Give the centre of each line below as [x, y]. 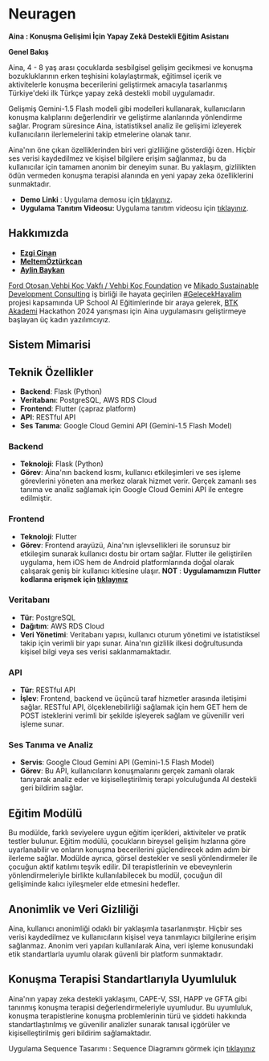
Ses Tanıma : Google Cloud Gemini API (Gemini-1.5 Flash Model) [126, 425]
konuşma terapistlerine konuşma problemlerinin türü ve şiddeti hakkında [128, 1016]
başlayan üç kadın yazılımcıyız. [59, 319]
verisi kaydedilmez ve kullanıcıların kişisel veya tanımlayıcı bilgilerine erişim [132, 937]
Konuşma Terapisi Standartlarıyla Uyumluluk [122, 979]
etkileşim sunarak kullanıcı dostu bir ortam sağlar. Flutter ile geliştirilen [136, 553]
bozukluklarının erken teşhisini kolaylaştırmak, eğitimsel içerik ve [115, 76]
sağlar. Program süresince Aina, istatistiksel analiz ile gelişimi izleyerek [125, 125]
